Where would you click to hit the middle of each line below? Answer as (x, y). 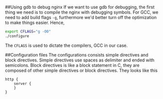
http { (12, 79)
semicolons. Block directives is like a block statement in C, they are (72, 65)
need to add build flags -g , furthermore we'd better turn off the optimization (81, 17)
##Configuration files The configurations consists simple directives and (77, 55)
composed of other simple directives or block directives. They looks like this (81, 70)
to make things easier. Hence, (35, 22)
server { (23, 83)
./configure (17, 36)
